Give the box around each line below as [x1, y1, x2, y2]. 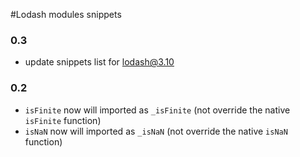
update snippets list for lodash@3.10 [24, 56, 175, 68]
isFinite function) [24, 114, 102, 126]
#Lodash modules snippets [10, 9, 122, 20]
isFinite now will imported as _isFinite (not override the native [24, 104, 291, 116]
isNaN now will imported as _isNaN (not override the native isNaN [24, 125, 288, 137]
